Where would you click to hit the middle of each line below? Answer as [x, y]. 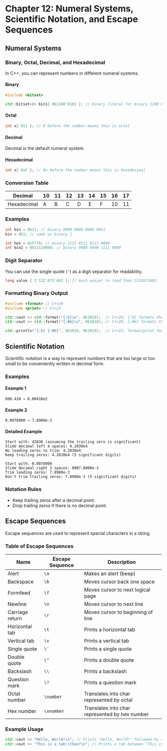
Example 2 [16, 410]
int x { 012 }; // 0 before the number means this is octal [68, 126]
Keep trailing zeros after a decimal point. [54, 500]
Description [122, 562]
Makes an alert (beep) [110, 573]
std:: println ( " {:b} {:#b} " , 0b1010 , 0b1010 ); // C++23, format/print [80, 331]
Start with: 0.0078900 [29, 464]
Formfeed [19, 593]
